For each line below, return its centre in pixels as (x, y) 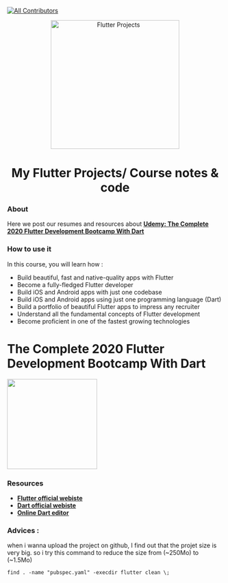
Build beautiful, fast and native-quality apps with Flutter (95, 277)
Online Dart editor (43, 513)
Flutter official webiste (50, 499)
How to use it (29, 249)
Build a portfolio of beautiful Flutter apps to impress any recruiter (108, 306)
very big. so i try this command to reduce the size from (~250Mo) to (103, 553)
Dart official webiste (47, 505)
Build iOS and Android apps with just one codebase (89, 292)
